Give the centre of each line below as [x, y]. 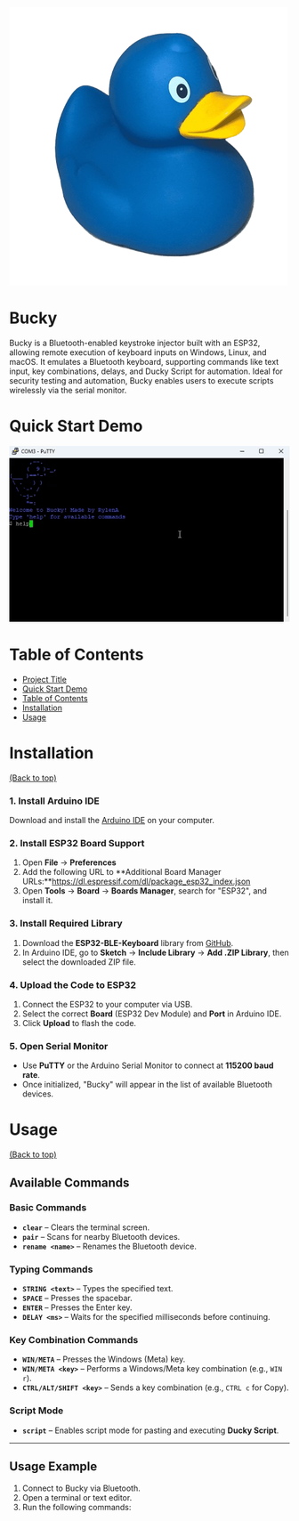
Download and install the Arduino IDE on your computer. [112, 820]
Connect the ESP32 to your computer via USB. [107, 1004]
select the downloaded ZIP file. [79, 962]
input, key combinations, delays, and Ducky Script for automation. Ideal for [146, 371]
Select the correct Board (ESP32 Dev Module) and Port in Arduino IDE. [152, 1014]
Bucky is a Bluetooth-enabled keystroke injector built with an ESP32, [135, 343]
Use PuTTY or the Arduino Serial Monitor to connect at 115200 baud [148, 1065]
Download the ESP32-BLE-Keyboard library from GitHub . [128, 943]
